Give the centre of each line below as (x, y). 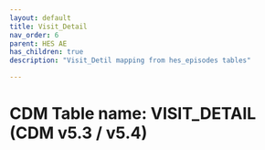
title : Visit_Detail (49, 27)
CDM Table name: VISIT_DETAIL (133, 114)
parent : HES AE (38, 43)
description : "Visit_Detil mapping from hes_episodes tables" (130, 60)
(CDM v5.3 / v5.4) (79, 133)
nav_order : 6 (34, 35)
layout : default (40, 18)
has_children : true (47, 52)
